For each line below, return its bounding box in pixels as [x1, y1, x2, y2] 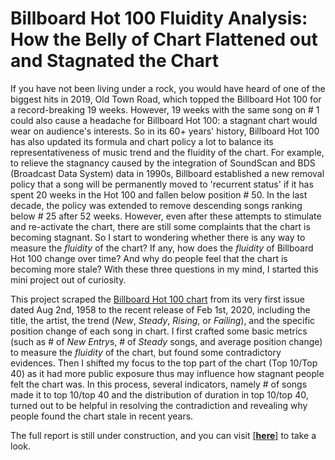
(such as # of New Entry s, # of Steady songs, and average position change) [10, 335, 323, 347]
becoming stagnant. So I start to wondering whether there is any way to [10, 231, 306, 243]
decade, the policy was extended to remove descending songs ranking [10, 199, 303, 211]
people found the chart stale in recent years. [10, 410, 194, 422]
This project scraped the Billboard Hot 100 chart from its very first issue [10, 293, 305, 305]
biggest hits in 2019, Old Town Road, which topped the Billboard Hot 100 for [10, 93, 322, 105]
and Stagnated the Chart [10, 50, 219, 72]
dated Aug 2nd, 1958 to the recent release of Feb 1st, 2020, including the [10, 303, 311, 316]
